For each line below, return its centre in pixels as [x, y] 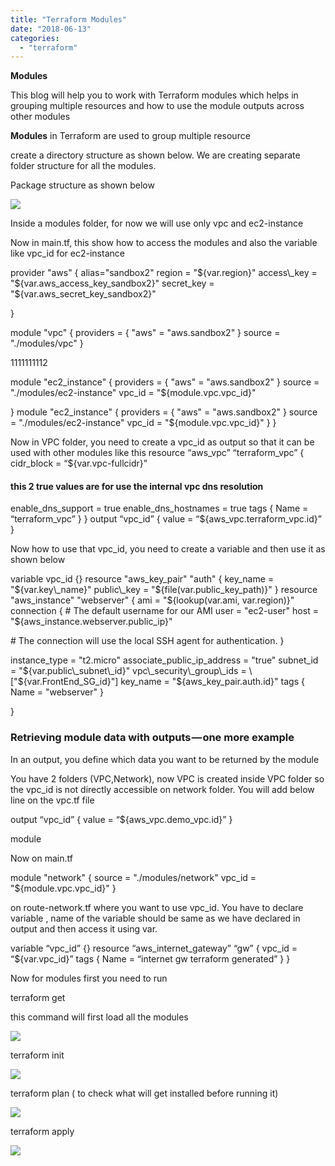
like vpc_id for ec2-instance [67, 253]
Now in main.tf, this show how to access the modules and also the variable [164, 243]
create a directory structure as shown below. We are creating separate [155, 155]
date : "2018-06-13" [51, 29]
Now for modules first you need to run [89, 978]
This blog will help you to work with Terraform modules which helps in [154, 95]
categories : [35, 38]
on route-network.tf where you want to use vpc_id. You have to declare [157, 907]
